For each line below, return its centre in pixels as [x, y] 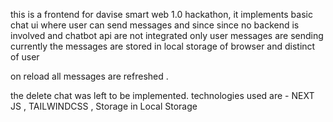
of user [25, 57]
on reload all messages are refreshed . [89, 76]
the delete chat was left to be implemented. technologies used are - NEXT [162, 95]
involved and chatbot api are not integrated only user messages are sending [167, 35]
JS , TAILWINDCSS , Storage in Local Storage [104, 106]
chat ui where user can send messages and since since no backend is [155, 25]
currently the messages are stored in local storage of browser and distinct [163, 46]
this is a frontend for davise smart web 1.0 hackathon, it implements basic [161, 14]
